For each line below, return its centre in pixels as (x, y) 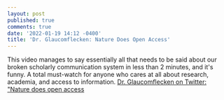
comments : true (29, 27)
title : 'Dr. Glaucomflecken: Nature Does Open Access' (89, 40)
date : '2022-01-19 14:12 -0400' (54, 33)
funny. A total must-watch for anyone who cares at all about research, (108, 75)
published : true (31, 20)
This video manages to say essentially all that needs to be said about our (112, 59)
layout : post (26, 14)
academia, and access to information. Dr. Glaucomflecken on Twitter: (107, 82)
